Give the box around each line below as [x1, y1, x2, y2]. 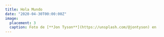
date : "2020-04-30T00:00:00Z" [5, 12, 67, 16]
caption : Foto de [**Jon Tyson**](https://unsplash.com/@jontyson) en [9, 25, 157, 30]
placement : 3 [9, 20, 36, 25]
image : [5, 16, 19, 21]
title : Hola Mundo [5, 7, 43, 12]
